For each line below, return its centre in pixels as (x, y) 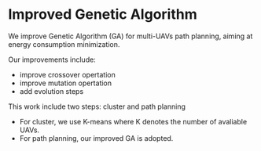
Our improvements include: (52, 59)
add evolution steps (51, 91)
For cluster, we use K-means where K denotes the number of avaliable (133, 121)
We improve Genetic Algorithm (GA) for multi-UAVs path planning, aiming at (130, 36)
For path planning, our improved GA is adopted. (96, 138)
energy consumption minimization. (64, 44)
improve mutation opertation (66, 83)
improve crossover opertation (67, 74)
